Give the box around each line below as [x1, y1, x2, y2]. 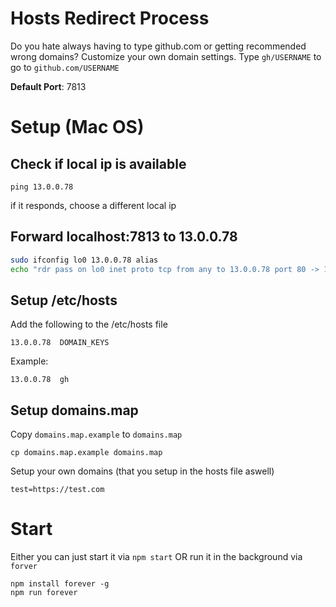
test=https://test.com [10, 485, 105, 495]
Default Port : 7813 [10, 80, 87, 92]
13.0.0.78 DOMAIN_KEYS [10, 338, 110, 348]
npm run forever [10, 588, 78, 598]
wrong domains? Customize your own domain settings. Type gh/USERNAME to [10, 50, 322, 62]
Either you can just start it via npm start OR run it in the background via [10, 551, 303, 563]
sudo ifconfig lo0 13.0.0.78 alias [10, 255, 159, 265]
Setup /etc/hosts [10, 292, 118, 309]
